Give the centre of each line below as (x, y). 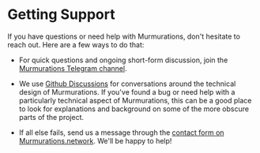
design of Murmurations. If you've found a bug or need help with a (127, 91)
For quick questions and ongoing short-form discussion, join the (123, 60)
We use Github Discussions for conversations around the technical (127, 84)
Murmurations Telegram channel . (73, 68)
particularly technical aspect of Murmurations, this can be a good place (135, 100)
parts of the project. (51, 117)
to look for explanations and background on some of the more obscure (134, 109)
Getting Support (61, 15)
